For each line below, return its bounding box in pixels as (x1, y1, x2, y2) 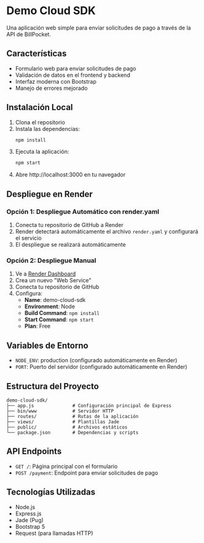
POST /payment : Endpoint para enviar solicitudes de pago (15, 469, 159, 477)
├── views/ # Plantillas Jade (6, 419, 120, 425)
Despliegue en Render (6, 189, 93, 199)
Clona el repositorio (15, 118, 66, 126)
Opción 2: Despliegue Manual (6, 256, 96, 264)
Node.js (15, 503, 36, 510)
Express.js (15, 510, 42, 517)
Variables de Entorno (6, 340, 88, 351)
